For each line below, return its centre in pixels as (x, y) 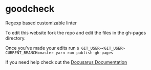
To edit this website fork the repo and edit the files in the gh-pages (76, 32)
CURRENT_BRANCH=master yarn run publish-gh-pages (59, 53)
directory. (15, 38)
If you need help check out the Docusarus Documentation (66, 62)
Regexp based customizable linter (41, 23)
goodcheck (30, 9)
